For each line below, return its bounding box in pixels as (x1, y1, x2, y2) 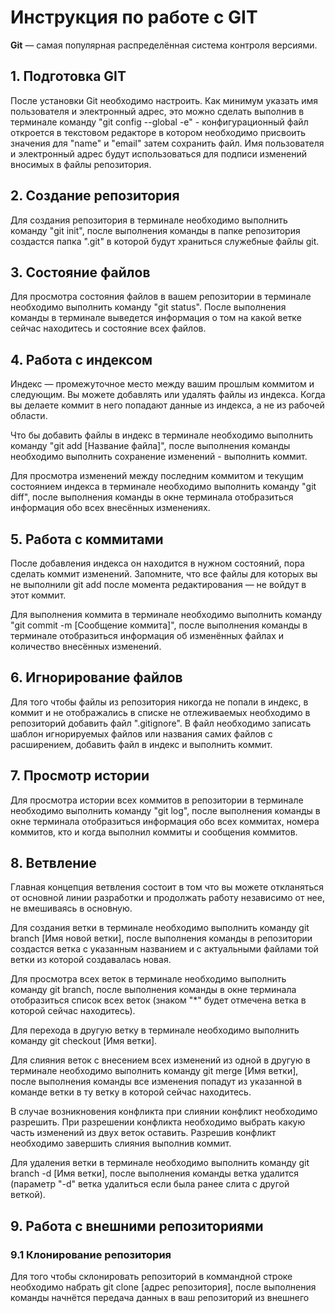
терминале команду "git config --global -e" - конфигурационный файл (10, 116, 309, 128)
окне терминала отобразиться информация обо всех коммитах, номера (10, 815, 320, 827)
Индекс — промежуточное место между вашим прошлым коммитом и (10, 378, 315, 390)
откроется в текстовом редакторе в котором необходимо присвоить (10, 126, 307, 138)
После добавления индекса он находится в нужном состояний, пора (10, 557, 305, 569)
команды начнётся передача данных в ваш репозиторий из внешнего (10, 1292, 310, 1304)
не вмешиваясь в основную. (10, 902, 133, 915)
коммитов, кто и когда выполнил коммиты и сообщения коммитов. (10, 826, 298, 838)
